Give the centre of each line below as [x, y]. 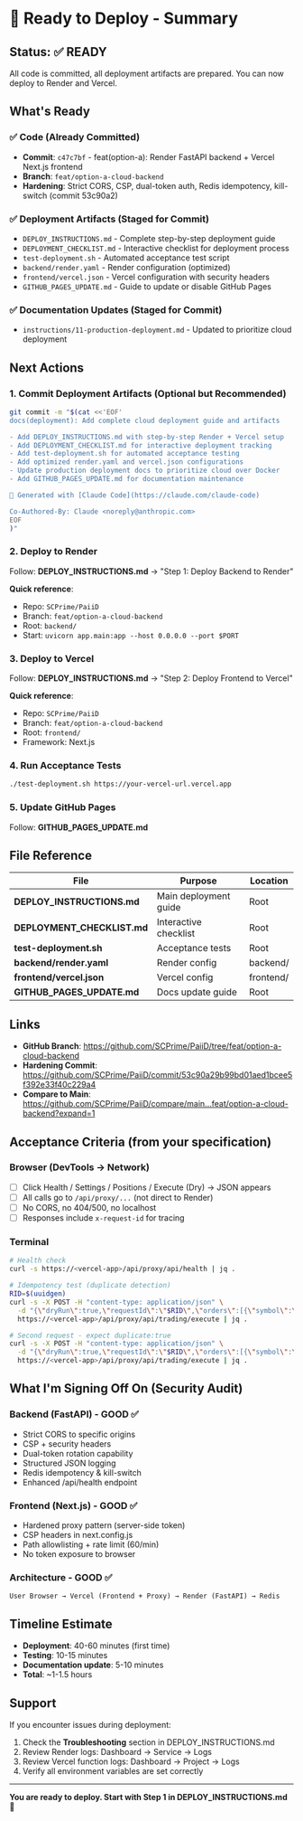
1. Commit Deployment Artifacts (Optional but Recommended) [148, 393]
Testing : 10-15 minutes [65, 1656]
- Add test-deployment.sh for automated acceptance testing [125, 454]
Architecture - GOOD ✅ [61, 1577]
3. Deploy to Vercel [52, 658]
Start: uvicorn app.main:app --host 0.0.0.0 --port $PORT [130, 635]
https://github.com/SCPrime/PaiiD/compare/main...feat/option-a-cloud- [155, 1104]
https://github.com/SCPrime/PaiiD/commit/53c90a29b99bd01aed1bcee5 [157, 1075]
